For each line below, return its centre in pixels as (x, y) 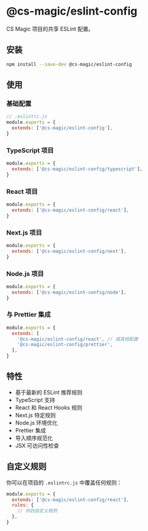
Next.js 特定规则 (35, 415)
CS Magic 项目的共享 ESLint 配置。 (50, 29)
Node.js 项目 (25, 273)
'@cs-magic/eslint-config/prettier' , (65, 345)
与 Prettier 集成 (29, 315)
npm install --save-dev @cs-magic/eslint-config (69, 64)
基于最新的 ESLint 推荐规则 (49, 392)
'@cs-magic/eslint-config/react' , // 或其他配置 (78, 339)
